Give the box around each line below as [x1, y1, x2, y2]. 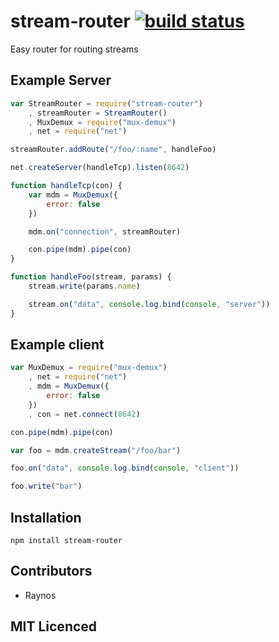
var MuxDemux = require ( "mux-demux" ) [10, 363, 168, 373]
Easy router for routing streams [10, 43, 139, 55]
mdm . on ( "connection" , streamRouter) [28, 226, 182, 237]
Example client [10, 336, 105, 354]
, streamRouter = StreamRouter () [28, 108, 168, 118]
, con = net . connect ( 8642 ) [28, 409, 141, 419]
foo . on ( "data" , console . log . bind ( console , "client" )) [10, 463, 240, 474]
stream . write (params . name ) [28, 281, 141, 291]
